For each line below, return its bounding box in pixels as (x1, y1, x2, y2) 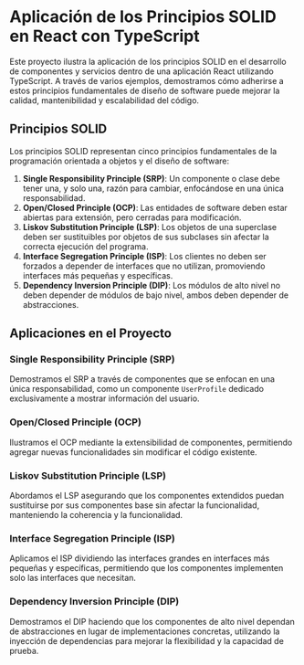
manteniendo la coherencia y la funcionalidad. (9, 510, 183, 521)
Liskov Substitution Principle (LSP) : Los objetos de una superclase (22, 221, 277, 232)
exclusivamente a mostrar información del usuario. (9, 393, 200, 404)
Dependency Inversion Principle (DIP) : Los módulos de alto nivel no (22, 280, 281, 290)
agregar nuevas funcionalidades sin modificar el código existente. (9, 446, 257, 458)
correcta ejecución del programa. (22, 240, 149, 252)
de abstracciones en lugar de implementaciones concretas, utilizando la (9, 626, 280, 637)
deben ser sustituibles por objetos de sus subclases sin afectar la (22, 231, 269, 242)
